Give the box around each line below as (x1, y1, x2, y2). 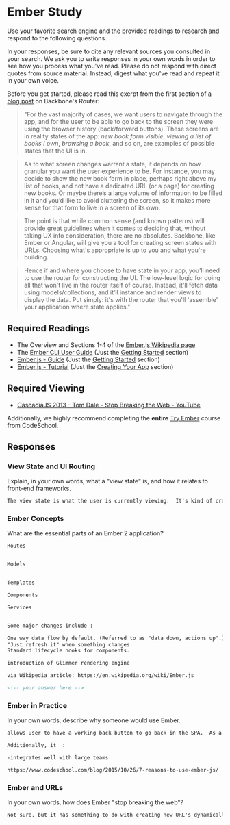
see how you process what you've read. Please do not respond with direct (7, 62, 217, 70)
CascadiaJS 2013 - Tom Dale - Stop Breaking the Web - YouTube (16, 401, 201, 409)
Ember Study (7, 4, 83, 20)
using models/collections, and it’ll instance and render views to (23, 288, 202, 296)
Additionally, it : (7, 742, 66, 749)
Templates (7, 579, 36, 586)
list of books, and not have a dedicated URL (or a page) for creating (23, 181, 214, 190)
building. (23, 253, 49, 261)
